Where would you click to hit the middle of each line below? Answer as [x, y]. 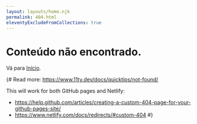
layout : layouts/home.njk [38, 12]
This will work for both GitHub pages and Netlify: [66, 91]
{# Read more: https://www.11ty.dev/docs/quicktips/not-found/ [82, 80]
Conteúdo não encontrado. [74, 52]
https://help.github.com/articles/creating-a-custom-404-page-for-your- [103, 102]
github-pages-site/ [38, 109]
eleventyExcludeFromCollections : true [54, 22]
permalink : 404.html [32, 17]
